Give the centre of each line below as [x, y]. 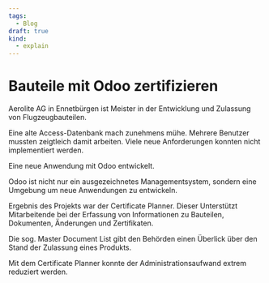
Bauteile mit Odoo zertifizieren [113, 86]
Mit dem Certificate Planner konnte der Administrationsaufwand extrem [128, 264]
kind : [17, 39]
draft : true [28, 31]
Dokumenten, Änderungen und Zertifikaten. [81, 223]
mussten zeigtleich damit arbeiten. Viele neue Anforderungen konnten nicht [134, 142]
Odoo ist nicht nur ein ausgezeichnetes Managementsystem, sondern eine [132, 182]
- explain [32, 46]
